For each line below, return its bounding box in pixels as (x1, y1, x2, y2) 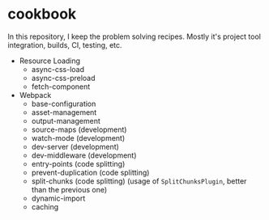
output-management (31, 116, 100, 125)
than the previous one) (31, 184, 108, 194)
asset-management (31, 107, 97, 117)
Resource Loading (19, 56, 81, 66)
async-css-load (31, 64, 84, 74)
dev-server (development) (31, 142, 119, 151)
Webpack (19, 90, 52, 99)
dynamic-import (31, 193, 86, 203)
